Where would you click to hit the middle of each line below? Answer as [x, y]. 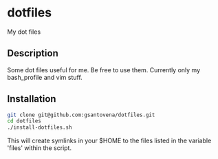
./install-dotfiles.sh [40, 128]
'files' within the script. [40, 148]
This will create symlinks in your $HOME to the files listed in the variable [109, 141]
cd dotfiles [24, 121]
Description [33, 53]
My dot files [24, 32]
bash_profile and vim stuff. [45, 77]
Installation [32, 99]
